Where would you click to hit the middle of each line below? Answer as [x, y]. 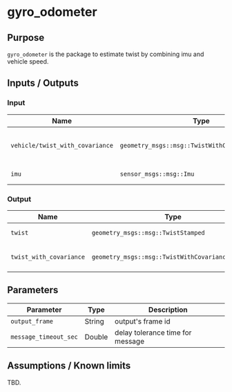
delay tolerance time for [153, 333]
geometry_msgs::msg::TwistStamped [148, 233]
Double [96, 337]
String [95, 321]
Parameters [33, 290]
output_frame [32, 321]
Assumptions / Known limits [69, 366]
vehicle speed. [28, 62]
